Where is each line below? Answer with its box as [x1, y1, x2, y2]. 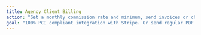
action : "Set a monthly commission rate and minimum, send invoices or [6, 14, 188, 20]
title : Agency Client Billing [6, 8, 82, 15]
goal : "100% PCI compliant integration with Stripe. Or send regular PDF [6, 20, 194, 26]
